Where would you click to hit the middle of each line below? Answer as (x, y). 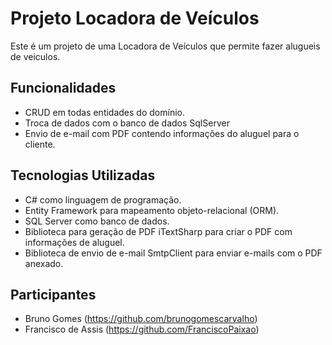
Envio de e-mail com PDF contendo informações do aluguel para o (162, 133)
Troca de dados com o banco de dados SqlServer (127, 123)
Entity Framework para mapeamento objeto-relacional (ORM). (152, 210)
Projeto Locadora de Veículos (135, 18)
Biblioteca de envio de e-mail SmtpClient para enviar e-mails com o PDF (173, 253)
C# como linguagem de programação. (103, 199)
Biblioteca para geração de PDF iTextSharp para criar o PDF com (158, 231)
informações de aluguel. (74, 242)
